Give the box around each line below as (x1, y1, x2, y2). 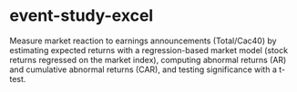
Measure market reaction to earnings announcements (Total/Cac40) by (9, 35, 277, 46)
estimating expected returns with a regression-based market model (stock (9, 44, 289, 55)
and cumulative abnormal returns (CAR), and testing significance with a (9, 64, 278, 75)
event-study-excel (9, 5, 154, 26)
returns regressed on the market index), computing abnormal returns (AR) (9, 54, 287, 65)
